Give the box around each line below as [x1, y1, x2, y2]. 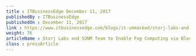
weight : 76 [6, 30, 33, 36]
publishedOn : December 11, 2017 [6, 19, 87, 25]
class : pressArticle [6, 41, 59, 47]
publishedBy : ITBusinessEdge [6, 14, 80, 20]
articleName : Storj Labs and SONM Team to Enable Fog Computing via [6, 36, 179, 41]
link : [6, 24, 22, 31]
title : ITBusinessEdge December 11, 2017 [6, 8, 111, 15]
